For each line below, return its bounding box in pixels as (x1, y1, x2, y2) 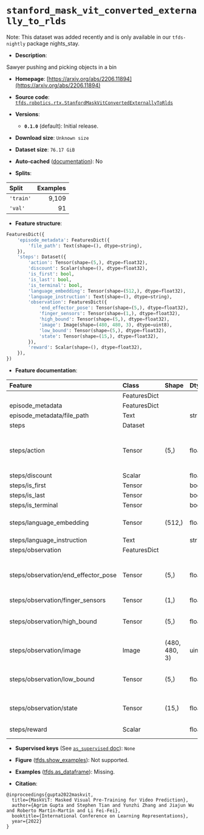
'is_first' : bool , (28, 271, 75, 277)
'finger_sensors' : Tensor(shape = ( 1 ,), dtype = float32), (38, 311, 181, 317)
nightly (6, 41, 26, 47)
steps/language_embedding (9, 519, 89, 527)
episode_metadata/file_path (9, 411, 89, 420)
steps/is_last (9, 491, 46, 500)
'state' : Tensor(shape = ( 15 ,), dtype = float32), (38, 333, 159, 339)
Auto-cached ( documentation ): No (15, 158, 103, 165)
